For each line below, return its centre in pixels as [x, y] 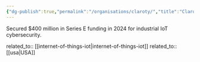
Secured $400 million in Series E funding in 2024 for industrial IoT [87, 28]
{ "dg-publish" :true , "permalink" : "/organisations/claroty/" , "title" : [93, 12]
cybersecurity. [24, 35]
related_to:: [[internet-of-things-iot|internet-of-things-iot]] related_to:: [92, 46]
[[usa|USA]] [21, 52]
